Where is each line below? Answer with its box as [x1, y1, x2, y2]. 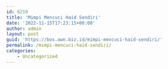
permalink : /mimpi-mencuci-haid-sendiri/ [6, 43, 112, 49]
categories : [6, 48, 36, 54]
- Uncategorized [17, 53, 58, 59]
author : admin [6, 25, 42, 32]
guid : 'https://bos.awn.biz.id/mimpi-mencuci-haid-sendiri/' [6, 37, 163, 43]
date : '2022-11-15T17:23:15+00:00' [6, 20, 96, 26]
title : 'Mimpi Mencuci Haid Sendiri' [6, 14, 101, 20]
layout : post [6, 31, 39, 37]
